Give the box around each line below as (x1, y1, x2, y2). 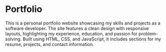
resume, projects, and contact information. (5, 41, 95, 47)
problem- (138, 30, 158, 36)
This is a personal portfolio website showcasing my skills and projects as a (5, 20, 161, 26)
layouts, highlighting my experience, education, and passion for (5, 30, 138, 36)
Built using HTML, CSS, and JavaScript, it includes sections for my (22, 36, 161, 42)
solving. (5, 36, 22, 42)
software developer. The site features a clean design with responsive (5, 25, 149, 31)
